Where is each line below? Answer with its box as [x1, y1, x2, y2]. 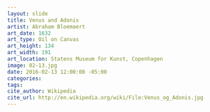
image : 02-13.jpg [7, 62, 58, 69]
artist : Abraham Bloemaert [7, 23, 86, 30]
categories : [7, 74, 42, 82]
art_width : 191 [7, 49, 51, 56]
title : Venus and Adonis [7, 17, 79, 24]
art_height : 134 [7, 42, 54, 49]
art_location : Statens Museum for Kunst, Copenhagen [7, 56, 163, 63]
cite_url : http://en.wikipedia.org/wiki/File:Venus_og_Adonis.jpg [7, 95, 204, 102]
